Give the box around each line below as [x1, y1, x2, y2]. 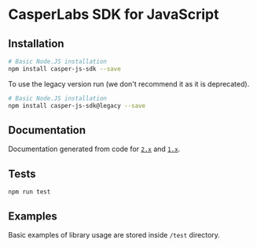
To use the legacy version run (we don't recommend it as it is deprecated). [8, 79, 250, 88]
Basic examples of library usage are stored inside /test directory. [8, 230, 220, 239]
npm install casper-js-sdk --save [8, 65, 122, 72]
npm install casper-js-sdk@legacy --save [8, 101, 146, 109]
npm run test [8, 188, 51, 196]
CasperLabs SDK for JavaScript [8, 6, 219, 24]
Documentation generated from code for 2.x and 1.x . [8, 144, 181, 154]
